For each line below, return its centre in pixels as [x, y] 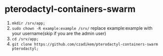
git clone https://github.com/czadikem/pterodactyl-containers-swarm [85, 44]
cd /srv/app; [25, 39]
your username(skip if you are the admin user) [59, 33]
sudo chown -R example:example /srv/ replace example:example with [82, 28]
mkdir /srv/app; [28, 23]
